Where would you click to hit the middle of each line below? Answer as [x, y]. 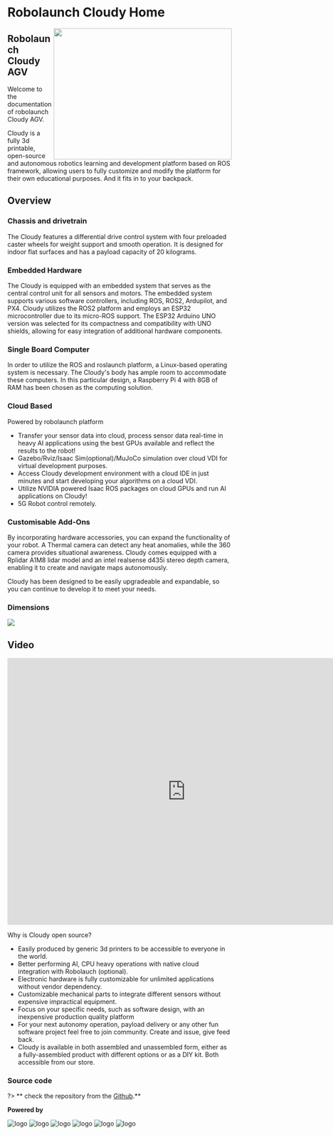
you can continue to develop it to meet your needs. [82, 588]
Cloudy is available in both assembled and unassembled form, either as [122, 1047]
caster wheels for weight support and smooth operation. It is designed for [116, 244]
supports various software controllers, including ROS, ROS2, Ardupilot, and [117, 300]
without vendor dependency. [60, 986]
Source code [30, 1080]
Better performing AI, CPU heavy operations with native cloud [108, 964]
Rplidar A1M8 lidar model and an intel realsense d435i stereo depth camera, [118, 560]
